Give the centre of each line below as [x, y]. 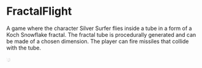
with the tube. [24, 48]
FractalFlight [39, 11]
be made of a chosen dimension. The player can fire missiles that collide [98, 41]
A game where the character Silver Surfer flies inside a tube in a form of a [99, 28]
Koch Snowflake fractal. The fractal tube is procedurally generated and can [101, 34]
